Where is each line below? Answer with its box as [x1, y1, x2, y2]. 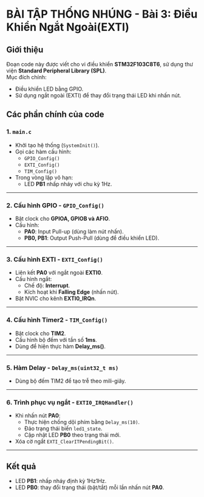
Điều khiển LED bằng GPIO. [15, 85, 84, 92]
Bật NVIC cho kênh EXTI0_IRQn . [15, 295, 97, 302]
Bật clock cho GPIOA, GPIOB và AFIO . [15, 215, 110, 222]
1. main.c [6, 128, 32, 136]
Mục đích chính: [6, 74, 47, 80]
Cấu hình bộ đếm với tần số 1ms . [15, 336, 97, 343]
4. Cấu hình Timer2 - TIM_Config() [6, 316, 108, 324]
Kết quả [6, 461, 36, 471]
